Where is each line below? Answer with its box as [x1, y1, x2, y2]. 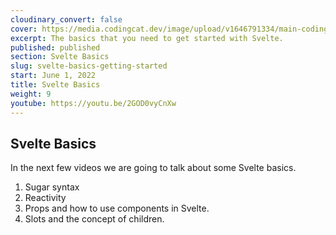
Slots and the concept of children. [24, 213, 165, 225]
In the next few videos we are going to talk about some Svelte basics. [10, 162, 297, 174]
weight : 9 [10, 89, 52, 99]
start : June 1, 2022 [10, 71, 97, 81]
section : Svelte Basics [10, 52, 110, 62]
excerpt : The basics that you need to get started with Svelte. [10, 33, 284, 43]
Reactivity [24, 192, 67, 204]
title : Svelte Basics [10, 80, 101, 90]
